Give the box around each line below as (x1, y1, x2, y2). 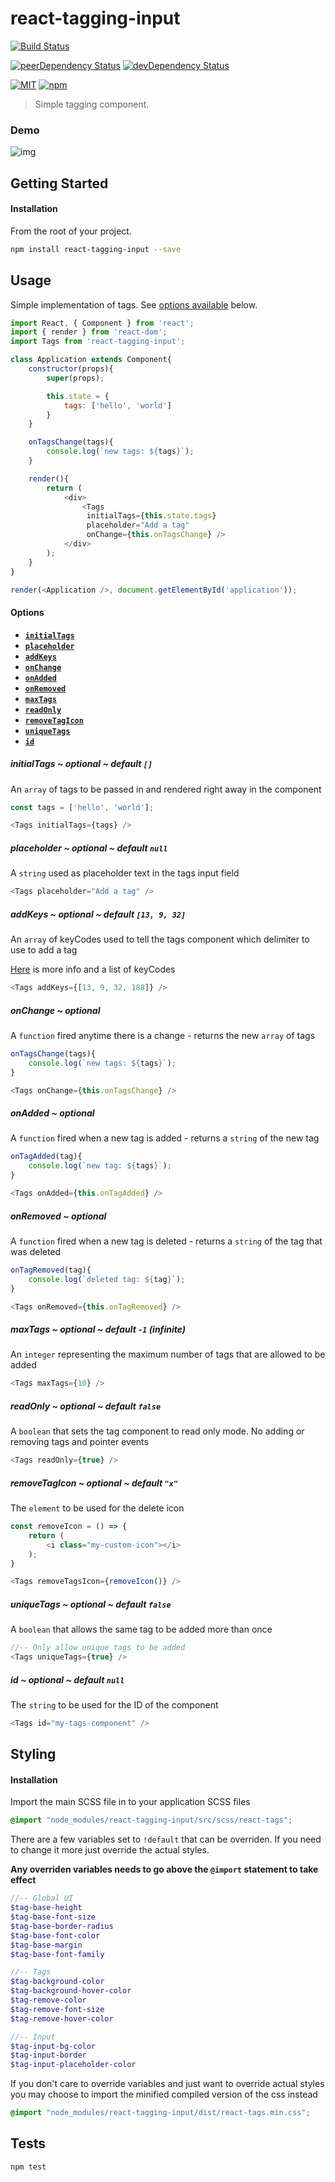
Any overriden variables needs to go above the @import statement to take (10, 1863, 319, 1876)
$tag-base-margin (10, 1940, 83, 1950)
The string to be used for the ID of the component (10, 1699, 219, 1711)
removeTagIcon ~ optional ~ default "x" (10, 1477, 179, 1489)
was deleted (10, 1245, 62, 1257)
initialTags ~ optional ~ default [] (10, 758, 153, 770)
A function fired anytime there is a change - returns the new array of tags (10, 1029, 316, 1041)
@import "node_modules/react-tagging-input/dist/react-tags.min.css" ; (10, 2108, 311, 2118)
